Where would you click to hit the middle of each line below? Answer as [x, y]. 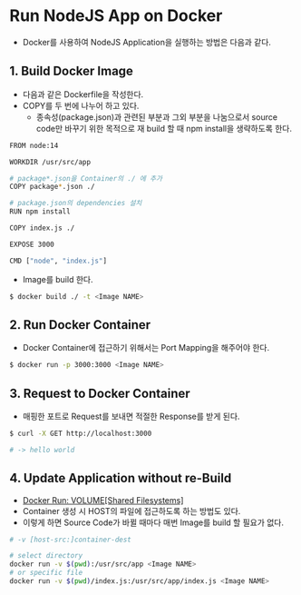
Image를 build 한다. [58, 279]
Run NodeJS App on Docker [116, 16]
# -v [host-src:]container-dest [70, 540]
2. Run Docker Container [80, 325]
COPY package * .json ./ [52, 187]
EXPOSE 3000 [32, 244]
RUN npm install [40, 212]
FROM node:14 [34, 145]
